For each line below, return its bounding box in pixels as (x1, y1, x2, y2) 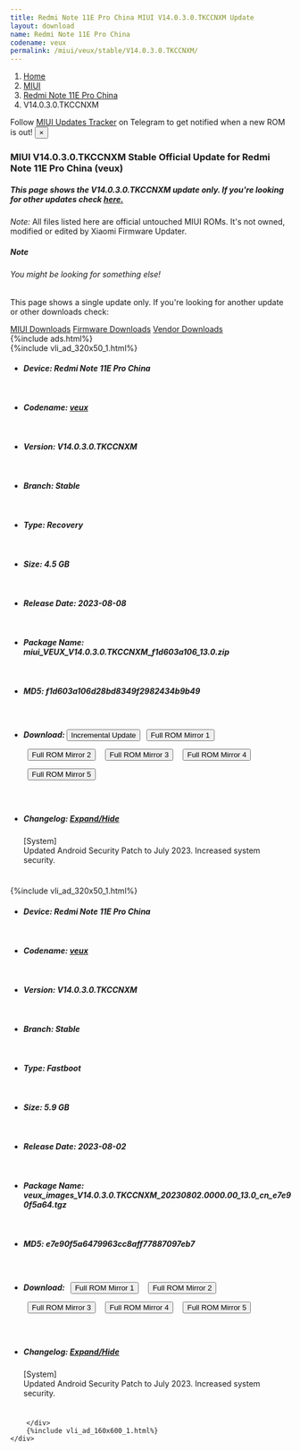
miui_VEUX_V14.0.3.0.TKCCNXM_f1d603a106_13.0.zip (22, 646, 230, 657)
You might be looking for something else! (10, 269, 162, 279)
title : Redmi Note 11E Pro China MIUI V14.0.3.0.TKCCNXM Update (10, 13, 254, 22)
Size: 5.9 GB (22, 1102, 70, 1113)
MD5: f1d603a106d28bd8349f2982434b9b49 (22, 686, 201, 696)
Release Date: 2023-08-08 (22, 598, 127, 609)
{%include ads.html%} (10, 333, 93, 344)
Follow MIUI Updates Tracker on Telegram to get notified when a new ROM (10, 117, 286, 128)
